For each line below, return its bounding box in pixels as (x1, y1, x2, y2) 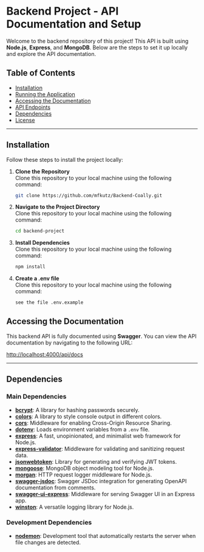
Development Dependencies (6, 519, 92, 527)
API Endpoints (15, 103, 50, 111)
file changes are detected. (15, 539, 81, 546)
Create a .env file (15, 275, 59, 282)
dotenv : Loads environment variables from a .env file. (15, 425, 150, 433)
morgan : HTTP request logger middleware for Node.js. (15, 470, 152, 478)
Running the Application (15, 90, 75, 98)
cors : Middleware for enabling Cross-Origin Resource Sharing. (15, 419, 172, 427)
